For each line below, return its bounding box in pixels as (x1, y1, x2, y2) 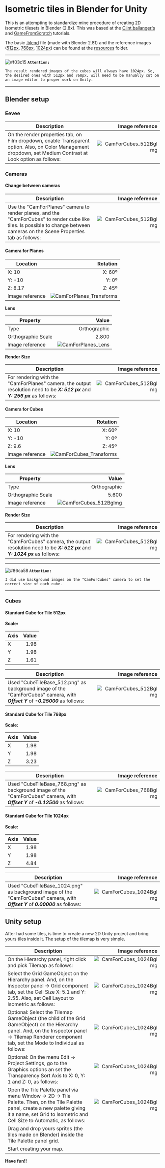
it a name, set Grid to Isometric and (7, 1111, 88, 1118)
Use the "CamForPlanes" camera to (7, 203, 90, 210)
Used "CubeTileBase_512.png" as (7, 679, 86, 686)
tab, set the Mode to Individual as (7, 1040, 84, 1046)
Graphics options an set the (7, 1066, 71, 1073)
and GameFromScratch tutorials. (5, 30, 71, 36)
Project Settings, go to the (7, 1060, 68, 1067)
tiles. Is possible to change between (7, 221, 90, 228)
